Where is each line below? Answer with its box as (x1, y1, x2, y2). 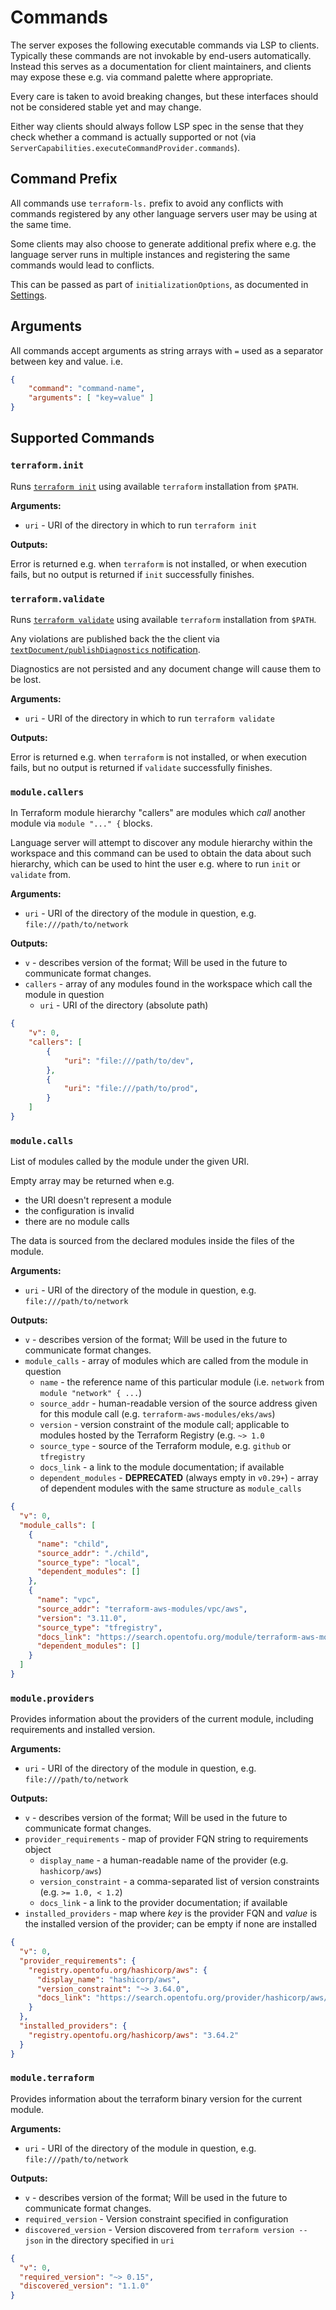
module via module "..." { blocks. (10, 817, 153, 830)
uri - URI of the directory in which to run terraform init (24, 519, 258, 531)
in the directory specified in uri (45, 2234, 175, 2246)
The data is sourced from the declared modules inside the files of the (10, 1235, 295, 1247)
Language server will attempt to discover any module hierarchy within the (10, 837, 313, 849)
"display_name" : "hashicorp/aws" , (36, 1974, 182, 1985)
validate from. (10, 869, 72, 881)
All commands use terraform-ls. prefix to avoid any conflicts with (10, 197, 284, 209)
